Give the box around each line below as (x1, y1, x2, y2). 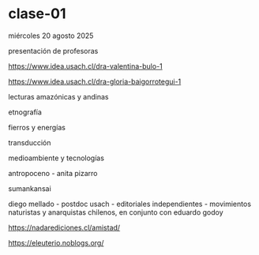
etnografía (8, 107, 42, 117)
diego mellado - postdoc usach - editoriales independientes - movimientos (8, 199, 251, 208)
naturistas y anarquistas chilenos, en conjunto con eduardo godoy (8, 207, 223, 217)
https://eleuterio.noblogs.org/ (8, 238, 104, 247)
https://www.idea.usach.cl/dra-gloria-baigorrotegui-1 (8, 77, 182, 86)
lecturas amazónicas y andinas (8, 92, 109, 101)
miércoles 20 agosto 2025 (8, 31, 94, 40)
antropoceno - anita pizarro (8, 168, 98, 178)
